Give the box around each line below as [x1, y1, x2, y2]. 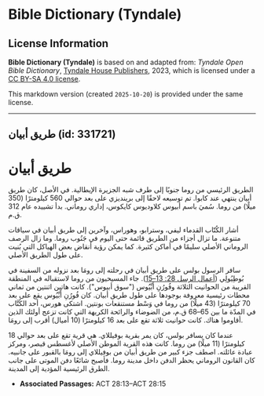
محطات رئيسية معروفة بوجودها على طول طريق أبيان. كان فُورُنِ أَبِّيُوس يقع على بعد [8, 290, 250, 300]
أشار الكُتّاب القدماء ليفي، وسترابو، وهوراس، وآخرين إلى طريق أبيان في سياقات [8, 225, 239, 234]
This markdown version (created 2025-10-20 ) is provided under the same [8, 89, 244, 99]
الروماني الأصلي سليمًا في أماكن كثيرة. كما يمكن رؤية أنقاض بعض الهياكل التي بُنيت [8, 242, 249, 252]
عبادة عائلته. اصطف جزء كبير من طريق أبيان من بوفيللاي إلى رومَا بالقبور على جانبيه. [8, 347, 253, 357]
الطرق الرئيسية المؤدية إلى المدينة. [8, 364, 110, 373]
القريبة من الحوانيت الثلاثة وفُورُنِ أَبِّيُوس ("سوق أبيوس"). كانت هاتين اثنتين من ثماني [8, 282, 251, 292]
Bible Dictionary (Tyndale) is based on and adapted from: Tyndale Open [8, 57, 244, 67]
